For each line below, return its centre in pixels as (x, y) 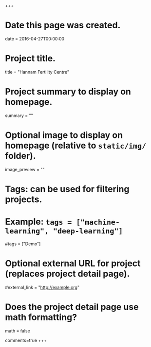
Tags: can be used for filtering (67, 189)
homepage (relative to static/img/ (76, 145)
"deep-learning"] (88, 231)
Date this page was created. (63, 25)
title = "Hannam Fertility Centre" (37, 72)
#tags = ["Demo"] (23, 244)
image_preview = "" (25, 169)
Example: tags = (38, 222)
